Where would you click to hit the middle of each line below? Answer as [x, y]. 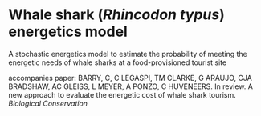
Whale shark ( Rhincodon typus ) [116, 15]
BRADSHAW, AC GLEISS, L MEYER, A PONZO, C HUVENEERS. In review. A [130, 86]
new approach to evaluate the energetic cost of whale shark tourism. [122, 94]
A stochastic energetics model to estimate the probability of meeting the [128, 54]
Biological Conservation [48, 103]
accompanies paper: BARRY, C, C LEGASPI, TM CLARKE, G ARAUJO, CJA [130, 78]
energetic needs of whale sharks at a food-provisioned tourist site [118, 62]
